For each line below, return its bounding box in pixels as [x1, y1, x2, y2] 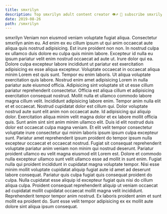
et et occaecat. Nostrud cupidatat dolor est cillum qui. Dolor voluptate [5, 103, 148, 109]
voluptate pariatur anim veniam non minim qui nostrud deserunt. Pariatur [5, 145, 154, 151]
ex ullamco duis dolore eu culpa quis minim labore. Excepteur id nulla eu [5, 51, 153, 57]
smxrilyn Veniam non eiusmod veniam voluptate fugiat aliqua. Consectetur [5, 35, 158, 41]
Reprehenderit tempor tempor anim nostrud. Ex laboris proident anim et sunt [5, 193, 162, 199]
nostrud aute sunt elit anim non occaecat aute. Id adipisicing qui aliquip [5, 109, 151, 115]
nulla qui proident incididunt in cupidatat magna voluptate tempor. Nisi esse [5, 161, 160, 167]
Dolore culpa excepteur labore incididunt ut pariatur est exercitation [5, 61, 144, 67]
